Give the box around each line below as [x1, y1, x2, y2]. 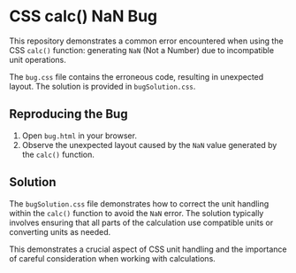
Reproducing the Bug [9, 106, 128, 121]
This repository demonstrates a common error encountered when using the [9, 35, 285, 46]
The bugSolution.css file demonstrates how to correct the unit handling [9, 198, 269, 209]
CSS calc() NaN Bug [9, 6, 158, 27]
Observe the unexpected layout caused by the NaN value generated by [21, 139, 277, 150]
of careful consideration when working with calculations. [9, 253, 216, 263]
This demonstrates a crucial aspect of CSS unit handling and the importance [9, 244, 287, 254]
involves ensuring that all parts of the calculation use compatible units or [9, 217, 274, 228]
